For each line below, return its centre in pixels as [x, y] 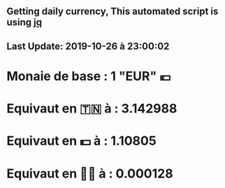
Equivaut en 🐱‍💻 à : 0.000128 [90, 173]
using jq [24, 23]
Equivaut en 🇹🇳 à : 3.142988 [92, 109]
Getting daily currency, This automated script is [112, 12]
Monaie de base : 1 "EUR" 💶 [89, 76]
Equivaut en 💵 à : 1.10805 [81, 141]
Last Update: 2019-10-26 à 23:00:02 [88, 46]
